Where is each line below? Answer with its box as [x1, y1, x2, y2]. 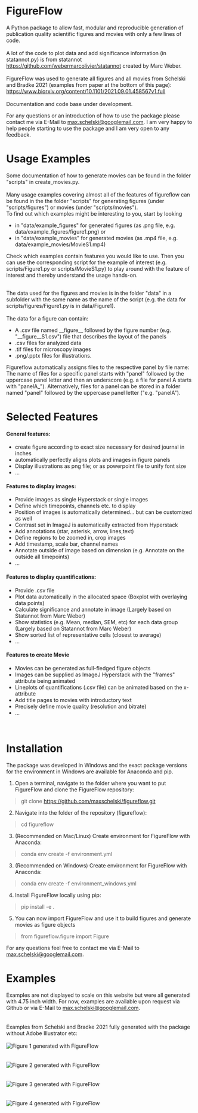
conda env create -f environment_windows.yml [20, 879, 137, 887]
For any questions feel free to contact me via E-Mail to [6, 944, 140, 951]
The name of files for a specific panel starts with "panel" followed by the [6, 370, 184, 377]
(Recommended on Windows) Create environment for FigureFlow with [14, 861, 187, 869]
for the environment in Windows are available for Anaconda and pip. [6, 768, 174, 775]
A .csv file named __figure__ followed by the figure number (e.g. [14, 326, 171, 334]
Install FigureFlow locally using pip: [14, 891, 101, 899]
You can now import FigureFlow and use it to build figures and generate [14, 915, 191, 922]
